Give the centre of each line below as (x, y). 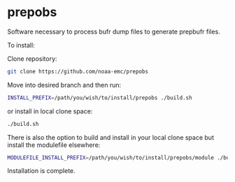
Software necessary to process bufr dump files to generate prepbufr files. (114, 31)
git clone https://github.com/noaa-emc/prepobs (78, 71)
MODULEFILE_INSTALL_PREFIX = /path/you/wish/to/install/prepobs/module (111, 157)
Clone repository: (32, 58)
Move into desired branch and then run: (64, 85)
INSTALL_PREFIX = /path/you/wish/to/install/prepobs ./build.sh (100, 98)
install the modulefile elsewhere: (54, 145)
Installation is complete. (41, 171)
